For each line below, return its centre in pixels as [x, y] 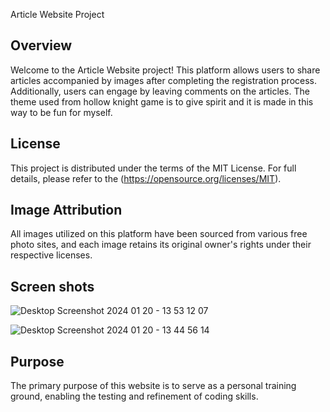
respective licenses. [51, 255]
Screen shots [52, 286]
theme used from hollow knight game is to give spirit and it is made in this [162, 101]
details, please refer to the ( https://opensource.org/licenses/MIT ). [146, 178]
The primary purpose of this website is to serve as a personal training [153, 386]
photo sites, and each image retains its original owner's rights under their [161, 245]
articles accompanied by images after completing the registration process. [164, 80]
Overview [41, 45]
